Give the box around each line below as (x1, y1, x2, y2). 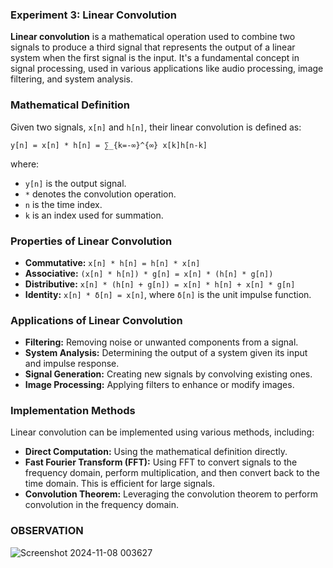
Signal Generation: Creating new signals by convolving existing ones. (24, 368, 313, 380)
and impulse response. (24, 358, 120, 370)
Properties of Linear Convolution (10, 234, 173, 248)
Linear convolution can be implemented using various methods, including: (10, 426, 315, 438)
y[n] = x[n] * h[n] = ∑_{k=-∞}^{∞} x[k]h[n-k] (10, 140, 208, 150)
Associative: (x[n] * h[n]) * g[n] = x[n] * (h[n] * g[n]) (24, 267, 274, 279)
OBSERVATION (10, 524, 84, 538)
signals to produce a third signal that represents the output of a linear (10, 41, 296, 53)
